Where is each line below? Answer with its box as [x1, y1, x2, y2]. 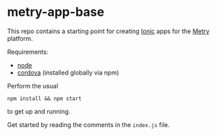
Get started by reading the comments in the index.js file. [7, 120, 170, 128]
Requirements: [7, 48, 48, 56]
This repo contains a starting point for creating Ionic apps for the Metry [7, 27, 209, 35]
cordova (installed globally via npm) [17, 68, 120, 77]
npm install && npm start [7, 95, 82, 102]
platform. [7, 34, 33, 42]
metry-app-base [7, 4, 105, 20]
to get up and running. [7, 107, 70, 115]
